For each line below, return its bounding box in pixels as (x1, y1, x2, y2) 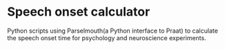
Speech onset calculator (7, 4, 150, 20)
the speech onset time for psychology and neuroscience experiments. (7, 33, 206, 42)
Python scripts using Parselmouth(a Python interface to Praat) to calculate (7, 27, 219, 35)
